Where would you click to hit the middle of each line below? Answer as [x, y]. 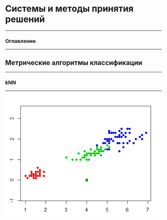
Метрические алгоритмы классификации [74, 63]
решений [25, 19]
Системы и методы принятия [69, 9]
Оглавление [21, 41]
